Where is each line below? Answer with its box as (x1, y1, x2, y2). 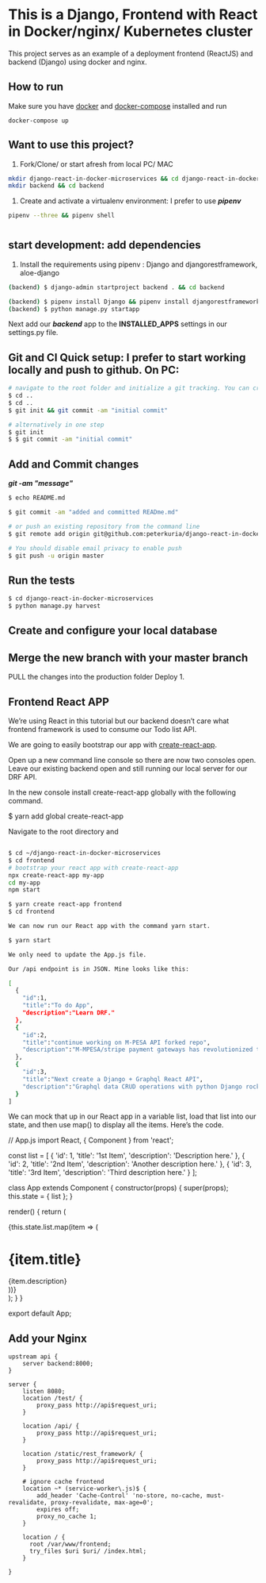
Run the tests (8, 573, 75, 587)
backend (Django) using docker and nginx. (8, 57, 148, 67)
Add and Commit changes (8, 457, 139, 471)
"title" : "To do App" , (22, 1002, 93, 1010)
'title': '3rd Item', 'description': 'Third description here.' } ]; (8, 1168, 198, 1177)
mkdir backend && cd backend (8, 182, 104, 190)
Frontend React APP (8, 695, 109, 708)
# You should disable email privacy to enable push (8, 544, 182, 553)
